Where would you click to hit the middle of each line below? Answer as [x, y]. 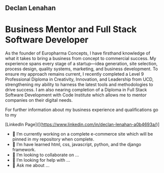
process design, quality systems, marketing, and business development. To [82, 69]
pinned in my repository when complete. [53, 139]
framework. [24, 150]
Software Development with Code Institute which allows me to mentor [76, 95]
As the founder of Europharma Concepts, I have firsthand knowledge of [78, 53]
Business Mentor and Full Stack [71, 29]
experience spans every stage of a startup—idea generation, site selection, [81, 64]
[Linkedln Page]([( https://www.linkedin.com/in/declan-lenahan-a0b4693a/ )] [82, 124]
